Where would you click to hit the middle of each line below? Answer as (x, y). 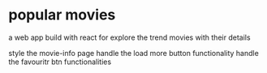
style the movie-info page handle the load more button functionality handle (134, 53)
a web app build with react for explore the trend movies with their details (129, 37)
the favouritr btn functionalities (60, 62)
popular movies (62, 15)
